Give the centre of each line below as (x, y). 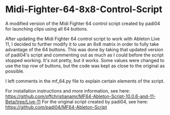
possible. (15, 71)
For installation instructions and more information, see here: (68, 91)
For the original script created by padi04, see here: (95, 102)
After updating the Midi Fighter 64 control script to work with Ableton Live (83, 39)
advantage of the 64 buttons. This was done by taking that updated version (84, 49)
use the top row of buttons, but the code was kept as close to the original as (85, 66)
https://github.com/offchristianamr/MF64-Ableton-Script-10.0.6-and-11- (81, 96)
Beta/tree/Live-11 (23, 102)
